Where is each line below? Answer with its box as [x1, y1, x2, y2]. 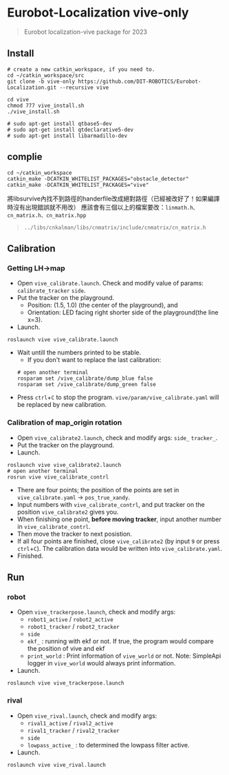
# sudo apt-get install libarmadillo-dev [7, 132, 128, 139]
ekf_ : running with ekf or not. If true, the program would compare [27, 637, 215, 645]
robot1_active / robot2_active [27, 615, 113, 623]
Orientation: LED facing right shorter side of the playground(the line [27, 308, 219, 316]
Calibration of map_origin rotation [7, 418, 122, 427]
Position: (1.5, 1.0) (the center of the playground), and [27, 301, 178, 310]
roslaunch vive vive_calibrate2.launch [7, 461, 122, 468]
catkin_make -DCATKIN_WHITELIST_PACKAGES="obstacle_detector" [7, 175, 189, 182]
